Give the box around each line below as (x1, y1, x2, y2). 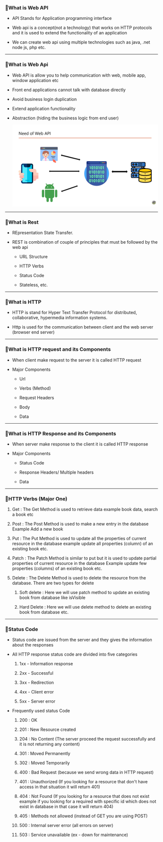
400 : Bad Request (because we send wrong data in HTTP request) (19, 769, 154, 776)
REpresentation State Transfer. (12, 230, 74, 235)
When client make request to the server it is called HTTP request (12, 357, 142, 363)
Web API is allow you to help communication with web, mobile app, (12, 72, 147, 78)
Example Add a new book (12, 526, 64, 532)
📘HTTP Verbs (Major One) (5, 495, 67, 502)
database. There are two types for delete (12, 580, 94, 586)
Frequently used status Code (12, 708, 70, 714)
